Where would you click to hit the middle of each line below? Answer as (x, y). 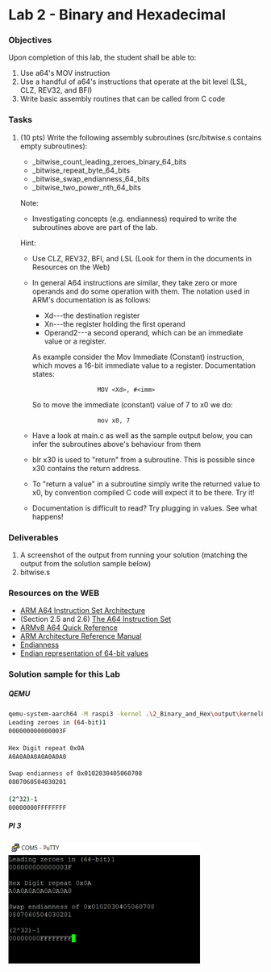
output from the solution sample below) (85, 564)
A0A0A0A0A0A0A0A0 (38, 757)
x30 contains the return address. (86, 468)
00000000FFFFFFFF (38, 807)
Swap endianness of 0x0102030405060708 (75, 774)
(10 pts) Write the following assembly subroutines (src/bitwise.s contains (141, 137)
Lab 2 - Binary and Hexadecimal (117, 15)
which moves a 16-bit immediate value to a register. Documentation (144, 365)
